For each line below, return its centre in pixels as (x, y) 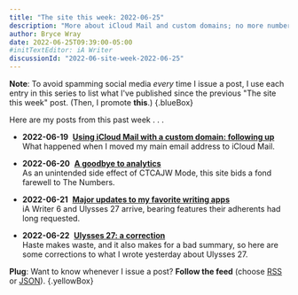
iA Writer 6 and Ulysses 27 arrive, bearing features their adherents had (151, 209)
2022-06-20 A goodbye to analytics (91, 163)
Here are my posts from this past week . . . (86, 120)
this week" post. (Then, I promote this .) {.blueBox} (101, 102)
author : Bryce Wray (45, 34)
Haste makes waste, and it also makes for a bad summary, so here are (150, 245)
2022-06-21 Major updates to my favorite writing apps (126, 199)
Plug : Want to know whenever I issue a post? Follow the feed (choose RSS (145, 272)
